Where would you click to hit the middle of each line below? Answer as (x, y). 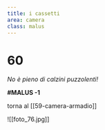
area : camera (26, 20)
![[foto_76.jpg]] (28, 119)
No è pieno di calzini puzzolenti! (53, 79)
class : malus (26, 26)
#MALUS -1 (23, 93)
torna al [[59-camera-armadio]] (52, 106)
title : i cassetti (34, 13)
